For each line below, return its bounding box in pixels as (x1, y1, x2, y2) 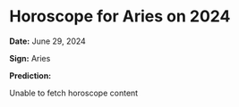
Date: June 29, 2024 (9, 36, 87, 46)
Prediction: (9, 70, 52, 81)
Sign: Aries (9, 53, 51, 63)
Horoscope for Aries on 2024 (9, 6, 231, 27)
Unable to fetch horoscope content (9, 87, 139, 98)
